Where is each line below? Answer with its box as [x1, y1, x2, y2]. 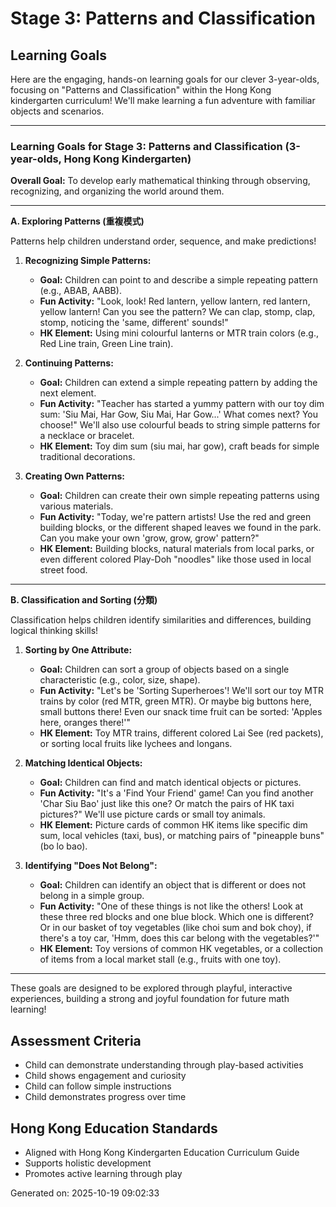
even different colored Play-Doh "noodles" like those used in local [39, 553, 312, 566]
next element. [39, 387, 97, 399]
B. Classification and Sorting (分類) [10, 594, 158, 606]
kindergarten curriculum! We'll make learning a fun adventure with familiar [10, 95, 316, 106]
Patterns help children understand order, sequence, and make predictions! [10, 235, 317, 247]
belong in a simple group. [39, 890, 145, 902]
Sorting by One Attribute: [24, 644, 133, 656]
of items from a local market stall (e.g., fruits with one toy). [39, 953, 282, 966]
